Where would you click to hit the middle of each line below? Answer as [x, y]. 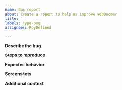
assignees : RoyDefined [28, 28]
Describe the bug [23, 46]
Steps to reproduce [25, 55]
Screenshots [18, 74]
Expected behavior [25, 65]
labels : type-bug [23, 23]
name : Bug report [23, 9]
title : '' [15, 18]
